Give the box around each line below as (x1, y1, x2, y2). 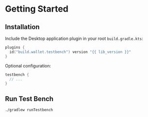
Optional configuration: (5, 63, 51, 68)
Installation (5, 23, 40, 31)
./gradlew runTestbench (5, 108, 53, 113)
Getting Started (5, 3, 69, 15)
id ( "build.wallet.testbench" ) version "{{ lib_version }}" (9, 50, 132, 54)
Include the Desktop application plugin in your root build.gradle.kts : (5, 35, 143, 41)
